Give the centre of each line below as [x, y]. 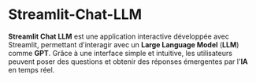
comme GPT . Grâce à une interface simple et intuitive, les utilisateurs [120, 53]
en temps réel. [32, 69]
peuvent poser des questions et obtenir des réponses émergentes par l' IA [128, 61]
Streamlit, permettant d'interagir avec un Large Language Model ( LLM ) [124, 44]
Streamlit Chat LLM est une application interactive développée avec [119, 36]
